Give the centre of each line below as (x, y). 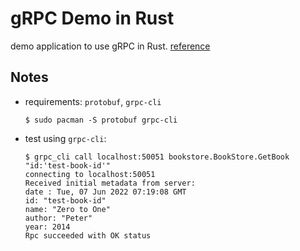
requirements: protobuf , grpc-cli (93, 101)
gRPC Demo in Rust (92, 18)
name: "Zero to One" (67, 209)
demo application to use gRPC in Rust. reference (110, 46)
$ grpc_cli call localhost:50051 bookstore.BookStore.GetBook (157, 157)
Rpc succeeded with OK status (88, 235)
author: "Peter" (58, 218)
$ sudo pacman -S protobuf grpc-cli (101, 120)
